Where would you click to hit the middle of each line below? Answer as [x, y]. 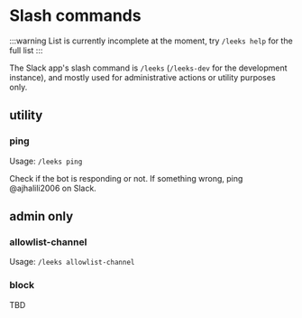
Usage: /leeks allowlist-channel [72, 262]
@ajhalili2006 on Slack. [53, 188]
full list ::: [26, 50]
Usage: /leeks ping [46, 161]
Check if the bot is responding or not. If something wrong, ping [126, 178]
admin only [41, 216]
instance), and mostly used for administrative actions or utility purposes [143, 77]
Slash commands [75, 16]
